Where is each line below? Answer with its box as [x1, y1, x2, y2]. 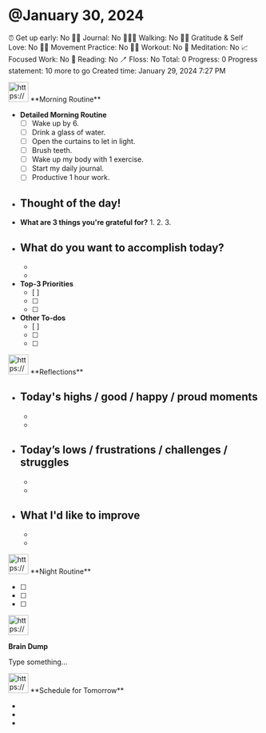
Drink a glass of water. [31, 127, 106, 137]
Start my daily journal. [31, 163, 105, 174]
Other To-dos [19, 313, 66, 322]
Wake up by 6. [31, 118, 80, 128]
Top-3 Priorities [19, 279, 74, 288]
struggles [19, 455, 69, 470]
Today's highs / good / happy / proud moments [19, 391, 258, 404]
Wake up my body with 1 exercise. [31, 154, 144, 164]
